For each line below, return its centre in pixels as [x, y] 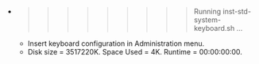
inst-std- [237, 11]
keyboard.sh [214, 28]
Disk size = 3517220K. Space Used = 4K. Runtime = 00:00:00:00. [135, 52]
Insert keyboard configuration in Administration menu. [116, 43]
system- [207, 20]
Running [207, 11]
